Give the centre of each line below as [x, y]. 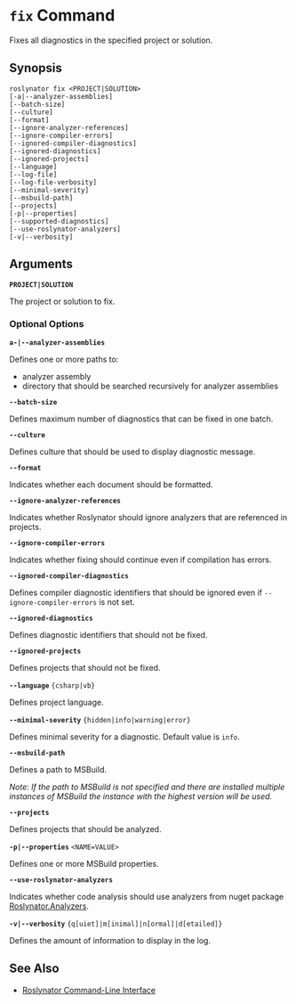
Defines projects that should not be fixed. [85, 667]
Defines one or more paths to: [64, 359]
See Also [34, 969]
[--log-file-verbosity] [53, 182]
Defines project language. [56, 702]
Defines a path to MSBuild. [58, 769]
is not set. [117, 601]
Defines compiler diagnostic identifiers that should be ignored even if [136, 592]
